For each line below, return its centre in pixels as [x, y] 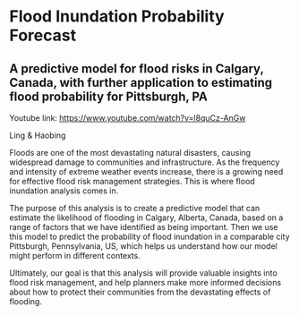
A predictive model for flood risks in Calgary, [137, 68]
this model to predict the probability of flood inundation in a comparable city [149, 236]
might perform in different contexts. [75, 256]
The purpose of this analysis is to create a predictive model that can [135, 208]
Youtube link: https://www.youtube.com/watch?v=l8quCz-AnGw [128, 118]
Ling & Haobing [38, 135]
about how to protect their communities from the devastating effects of [140, 292]
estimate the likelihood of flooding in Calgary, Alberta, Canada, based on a [146, 218]
